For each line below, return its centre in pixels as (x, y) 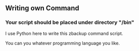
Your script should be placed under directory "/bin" (70, 22)
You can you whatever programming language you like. (63, 43)
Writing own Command (42, 8)
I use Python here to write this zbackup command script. (64, 33)
